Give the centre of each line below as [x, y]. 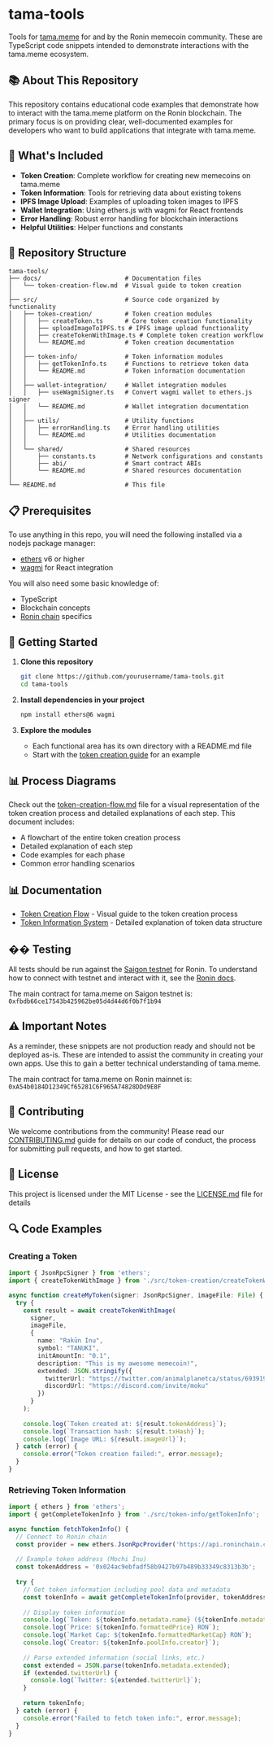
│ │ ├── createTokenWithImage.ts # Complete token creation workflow [136, 336]
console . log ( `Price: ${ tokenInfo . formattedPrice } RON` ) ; [121, 1628]
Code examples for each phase [73, 855]
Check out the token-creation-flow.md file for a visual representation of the [134, 805]
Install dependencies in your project [82, 700]
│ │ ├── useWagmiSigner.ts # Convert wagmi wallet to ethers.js [130, 393]
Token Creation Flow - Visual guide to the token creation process [129, 914]
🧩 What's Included [56, 156]
